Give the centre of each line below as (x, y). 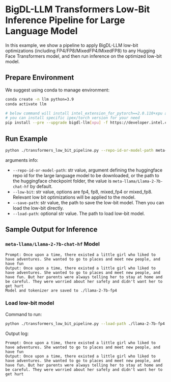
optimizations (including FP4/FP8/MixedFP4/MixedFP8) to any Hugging (80, 51)
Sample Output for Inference (51, 230)
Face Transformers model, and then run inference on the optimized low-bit (83, 56)
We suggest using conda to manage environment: (58, 90)
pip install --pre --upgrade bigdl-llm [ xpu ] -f (57, 123)
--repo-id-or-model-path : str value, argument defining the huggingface (88, 170)
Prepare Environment (40, 78)
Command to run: (24, 314)
